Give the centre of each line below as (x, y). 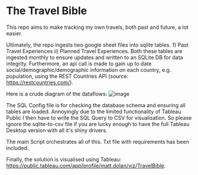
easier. (14, 33)
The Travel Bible (47, 11)
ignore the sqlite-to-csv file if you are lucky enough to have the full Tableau (98, 124)
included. (17, 148)
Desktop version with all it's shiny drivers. (57, 130)
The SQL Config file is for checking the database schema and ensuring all (96, 105)
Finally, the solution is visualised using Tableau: (64, 159)
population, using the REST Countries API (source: (67, 76)
